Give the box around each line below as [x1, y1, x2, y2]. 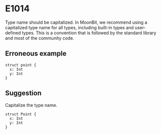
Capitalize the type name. [5, 102, 57, 108]
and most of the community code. [5, 35, 74, 41]
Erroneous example [5, 49, 67, 58]
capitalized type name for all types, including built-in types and [5, 24, 134, 30]
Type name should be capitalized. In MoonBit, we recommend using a [5, 19, 148, 25]
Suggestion [5, 89, 42, 97]
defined [5, 30, 21, 36]
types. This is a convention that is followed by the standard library [22, 30, 157, 36]
